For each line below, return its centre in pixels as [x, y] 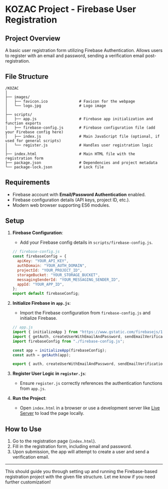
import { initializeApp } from [45, 332]
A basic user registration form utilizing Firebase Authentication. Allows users [84, 50]
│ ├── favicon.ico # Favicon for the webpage [70, 101]
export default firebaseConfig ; [46, 294]
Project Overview [33, 38]
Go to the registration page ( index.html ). [54, 441]
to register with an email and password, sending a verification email [75, 56]
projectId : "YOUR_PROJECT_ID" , [50, 270]
